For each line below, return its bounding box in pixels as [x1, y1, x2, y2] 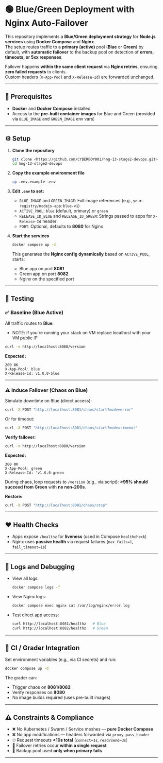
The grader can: [5, 675, 37, 681]
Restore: [5, 493, 23, 499]
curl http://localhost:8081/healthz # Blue [12, 621, 106, 626]
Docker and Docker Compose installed [12, 105, 91, 111]
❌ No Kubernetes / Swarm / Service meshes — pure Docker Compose [12, 726, 154, 732]
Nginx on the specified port [19, 276, 74, 282]
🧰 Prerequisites [5, 93, 52, 101]
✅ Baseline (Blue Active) [5, 309, 64, 316]
